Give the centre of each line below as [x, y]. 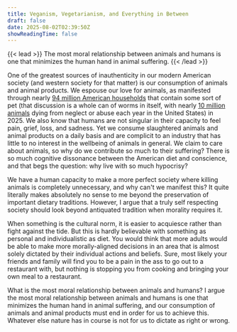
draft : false [27, 21]
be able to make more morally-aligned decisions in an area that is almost [113, 247]
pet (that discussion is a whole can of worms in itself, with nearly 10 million [116, 106]
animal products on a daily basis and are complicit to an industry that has [114, 136]
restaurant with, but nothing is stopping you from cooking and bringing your [118, 269]
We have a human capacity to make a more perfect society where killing [113, 180]
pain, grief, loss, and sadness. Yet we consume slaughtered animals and [113, 128]
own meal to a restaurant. [45, 277]
